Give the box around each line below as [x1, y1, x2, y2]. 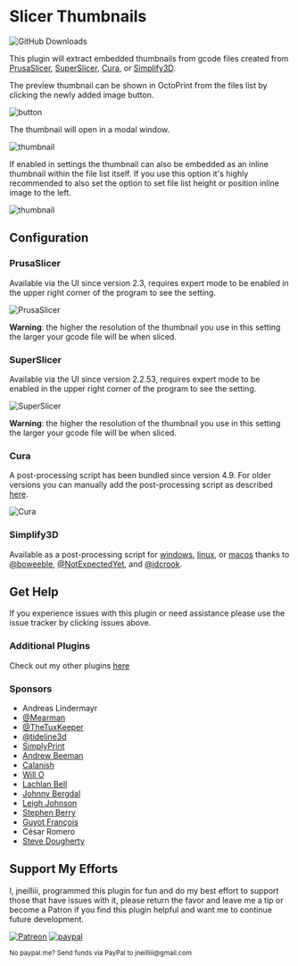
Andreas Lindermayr [21, 702, 98, 713]
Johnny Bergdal [21, 788, 81, 799]
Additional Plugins [9, 640, 91, 652]
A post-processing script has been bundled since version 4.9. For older [9, 470, 271, 481]
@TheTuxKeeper [21, 721, 84, 732]
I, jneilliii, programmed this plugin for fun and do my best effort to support [9, 885, 279, 895]
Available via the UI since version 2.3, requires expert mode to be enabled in [9, 277, 289, 288]
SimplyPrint [21, 740, 65, 752]
